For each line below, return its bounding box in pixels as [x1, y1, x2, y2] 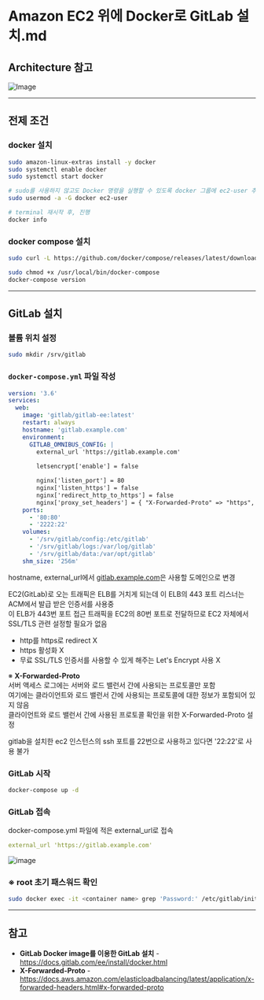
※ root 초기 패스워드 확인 [8, 876, 98, 887]
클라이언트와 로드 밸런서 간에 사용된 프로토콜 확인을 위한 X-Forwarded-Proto [8, 709, 245, 719]
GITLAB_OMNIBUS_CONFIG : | [28, 440, 114, 449]
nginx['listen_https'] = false [36, 484, 139, 492]
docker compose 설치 [8, 235, 91, 246]
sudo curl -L [8, 254, 51, 262]
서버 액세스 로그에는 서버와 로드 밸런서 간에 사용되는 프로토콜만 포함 [8, 680, 216, 690]
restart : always [22, 419, 76, 427]
